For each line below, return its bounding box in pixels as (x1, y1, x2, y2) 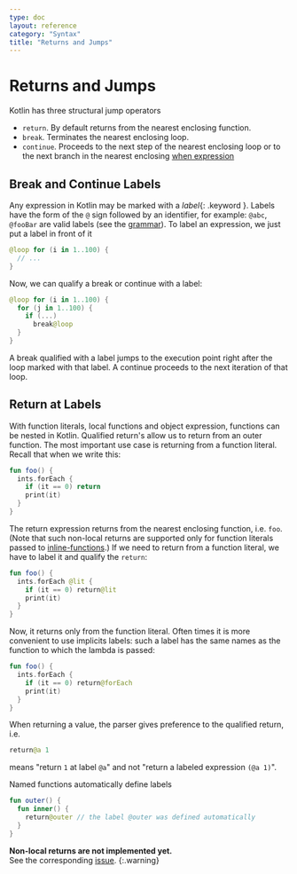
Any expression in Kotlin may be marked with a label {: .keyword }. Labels (9, 201, 275, 210)
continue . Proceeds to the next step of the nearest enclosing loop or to (21, 141, 281, 152)
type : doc (9, 12, 46, 22)
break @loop (32, 320, 74, 329)
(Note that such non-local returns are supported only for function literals (9, 532, 274, 543)
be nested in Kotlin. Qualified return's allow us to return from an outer (9, 429, 263, 440)
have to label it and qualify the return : (9, 551, 148, 562)
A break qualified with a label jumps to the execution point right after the (9, 352, 273, 363)
